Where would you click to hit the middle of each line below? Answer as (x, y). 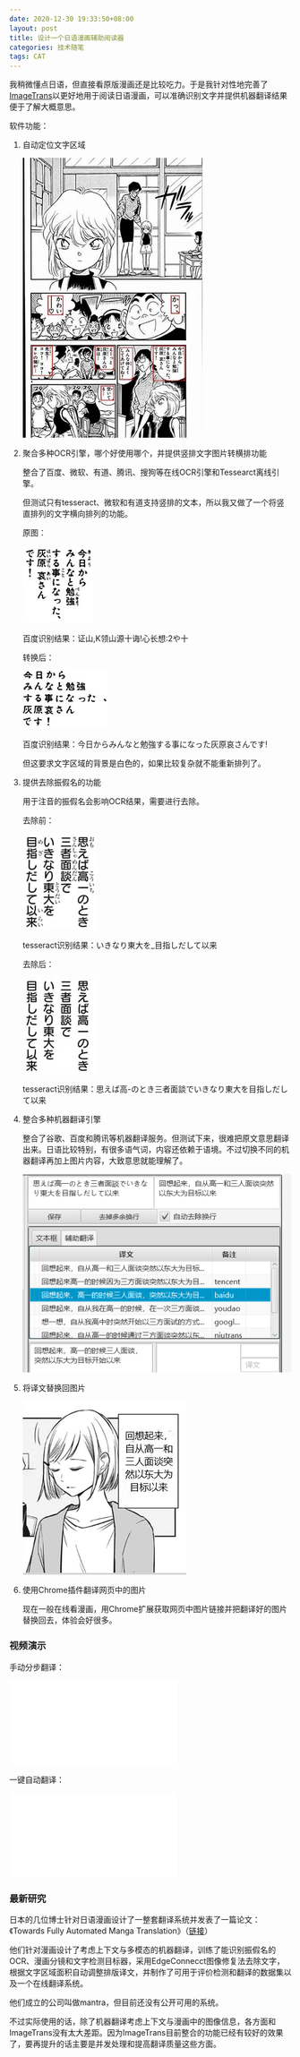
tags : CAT (28, 57)
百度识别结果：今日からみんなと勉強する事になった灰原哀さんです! (145, 744)
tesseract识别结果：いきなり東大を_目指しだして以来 (120, 946)
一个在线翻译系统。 (52, 1983)
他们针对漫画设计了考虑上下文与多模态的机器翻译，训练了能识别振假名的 (142, 1950)
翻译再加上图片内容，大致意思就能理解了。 (109, 1161)
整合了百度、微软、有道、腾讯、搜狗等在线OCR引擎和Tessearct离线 (147, 472)
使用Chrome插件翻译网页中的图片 (84, 1590)
